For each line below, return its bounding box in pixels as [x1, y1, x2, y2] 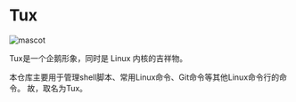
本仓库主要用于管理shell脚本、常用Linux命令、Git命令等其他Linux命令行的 [9, 72, 280, 82]
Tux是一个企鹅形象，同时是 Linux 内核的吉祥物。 [9, 52, 188, 63]
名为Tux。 [50, 82, 87, 93]
